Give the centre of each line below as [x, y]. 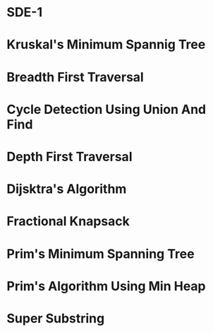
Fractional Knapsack [68, 222]
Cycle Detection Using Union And [106, 109]
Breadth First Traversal [75, 77]
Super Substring [56, 318]
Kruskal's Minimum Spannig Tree [106, 45]
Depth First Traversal [69, 157]
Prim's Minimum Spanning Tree [101, 253]
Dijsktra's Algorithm [67, 189]
